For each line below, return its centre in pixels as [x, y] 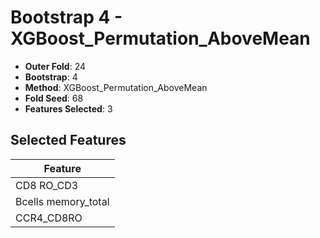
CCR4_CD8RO [49, 218]
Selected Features [68, 140]
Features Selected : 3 [68, 108]
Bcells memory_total [62, 201]
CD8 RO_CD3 [47, 185]
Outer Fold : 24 [55, 66]
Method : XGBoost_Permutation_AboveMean [116, 87]
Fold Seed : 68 [54, 98]
